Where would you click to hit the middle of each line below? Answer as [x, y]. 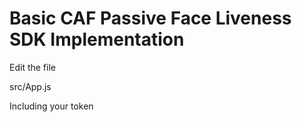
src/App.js [30, 86]
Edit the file [32, 67]
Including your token [51, 106]
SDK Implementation [97, 39]
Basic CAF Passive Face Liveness [150, 18]
